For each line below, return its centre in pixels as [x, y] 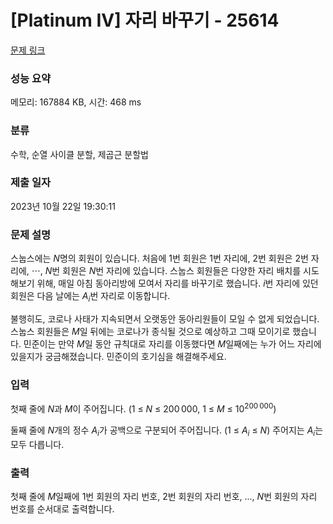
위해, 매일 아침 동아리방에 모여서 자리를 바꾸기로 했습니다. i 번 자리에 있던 [177, 283]
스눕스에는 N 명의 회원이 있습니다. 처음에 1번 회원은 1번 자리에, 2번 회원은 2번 [159, 258]
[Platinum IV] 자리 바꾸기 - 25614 [145, 20]
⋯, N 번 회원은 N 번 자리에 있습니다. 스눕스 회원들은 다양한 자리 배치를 [166, 271]
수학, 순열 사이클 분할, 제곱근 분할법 [79, 154]
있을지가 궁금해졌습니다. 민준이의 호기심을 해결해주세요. [118, 356]
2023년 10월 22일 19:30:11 [63, 206]
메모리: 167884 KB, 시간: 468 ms [76, 102]
